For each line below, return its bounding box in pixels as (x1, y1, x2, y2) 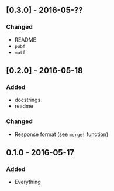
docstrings (14, 97, 41, 104)
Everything (14, 179, 41, 186)
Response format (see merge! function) (14, 131, 109, 138)
